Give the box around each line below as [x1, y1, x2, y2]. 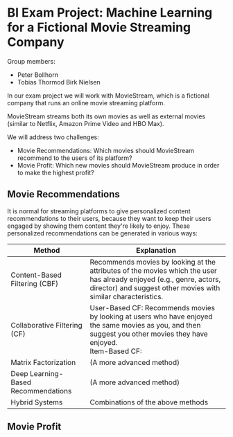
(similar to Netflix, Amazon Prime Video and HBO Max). [7, 119, 164, 127]
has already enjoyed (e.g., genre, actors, [89, 274, 221, 284]
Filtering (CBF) [10, 278, 59, 288]
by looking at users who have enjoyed [89, 312, 213, 321]
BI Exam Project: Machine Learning [7, 5, 213, 21]
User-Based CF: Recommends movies [89, 303, 215, 312]
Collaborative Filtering [10, 320, 83, 330]
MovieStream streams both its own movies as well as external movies [7, 112, 206, 121]
